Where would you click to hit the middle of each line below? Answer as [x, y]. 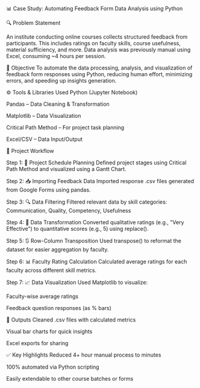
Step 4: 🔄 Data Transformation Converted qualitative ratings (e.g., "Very [95, 222]
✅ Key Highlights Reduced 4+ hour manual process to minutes [84, 355]
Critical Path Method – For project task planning [65, 128]
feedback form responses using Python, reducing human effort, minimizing [99, 74]
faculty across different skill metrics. [52, 270]
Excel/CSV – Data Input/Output [44, 139]
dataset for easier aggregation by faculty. [58, 249]
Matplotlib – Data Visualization [44, 116]
